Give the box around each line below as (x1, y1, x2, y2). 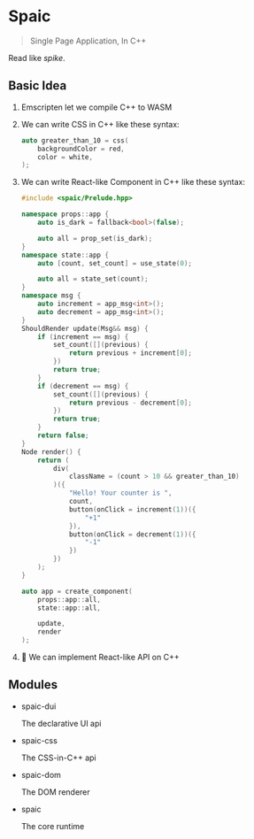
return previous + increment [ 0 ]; (68, 349, 192, 358)
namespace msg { (20, 291, 81, 300)
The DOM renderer (20, 786, 90, 797)
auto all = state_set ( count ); (37, 274, 149, 284)
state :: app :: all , (37, 604, 102, 612)
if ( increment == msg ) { (37, 332, 129, 342)
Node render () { (20, 447, 81, 457)
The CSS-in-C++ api (20, 752, 96, 763)
